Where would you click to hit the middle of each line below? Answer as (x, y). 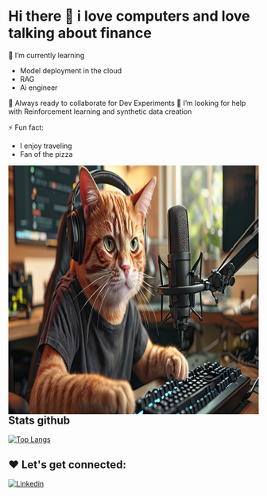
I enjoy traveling (46, 146)
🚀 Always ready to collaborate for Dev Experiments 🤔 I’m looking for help (127, 103)
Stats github (39, 420)
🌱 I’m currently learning (46, 55)
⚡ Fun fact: (26, 127)
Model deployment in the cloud (70, 70)
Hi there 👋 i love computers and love (129, 16)
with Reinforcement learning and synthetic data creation (100, 111)
